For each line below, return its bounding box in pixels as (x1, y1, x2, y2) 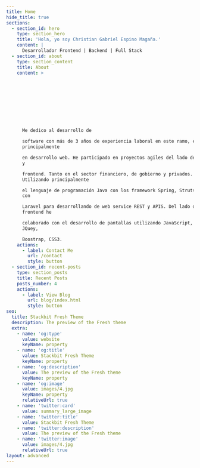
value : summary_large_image (21, 408, 92, 414)
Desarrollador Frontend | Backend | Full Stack (21, 48, 143, 54)
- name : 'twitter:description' (17, 425, 95, 431)
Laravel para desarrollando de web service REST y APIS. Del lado (21, 204, 190, 210)
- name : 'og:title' (17, 347, 65, 353)
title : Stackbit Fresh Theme (11, 314, 84, 320)
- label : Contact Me (21, 247, 73, 254)
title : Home (6, 8, 36, 15)
